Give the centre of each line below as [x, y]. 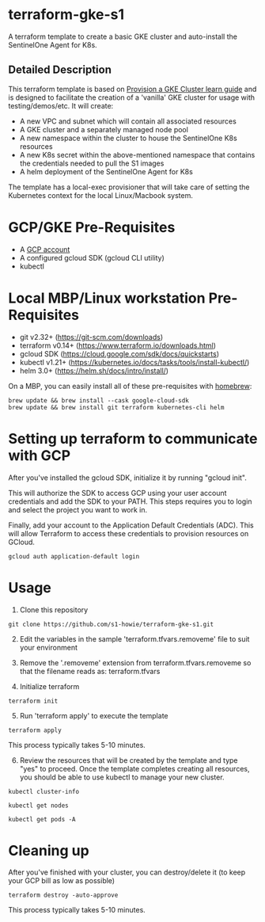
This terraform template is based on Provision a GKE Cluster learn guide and [132, 89]
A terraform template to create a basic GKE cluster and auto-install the [123, 36]
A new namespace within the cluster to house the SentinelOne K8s [128, 138]
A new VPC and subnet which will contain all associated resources [128, 121]
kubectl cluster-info [44, 791]
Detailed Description [60, 70]
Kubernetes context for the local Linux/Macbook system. [101, 195]
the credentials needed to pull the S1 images [92, 163]
